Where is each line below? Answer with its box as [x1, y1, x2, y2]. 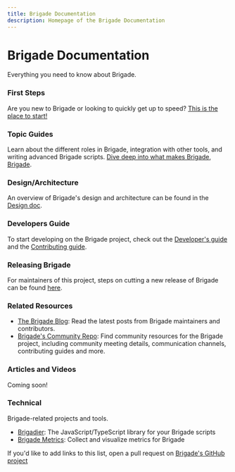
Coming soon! [7, 380, 48, 389]
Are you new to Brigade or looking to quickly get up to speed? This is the [7, 104, 218, 113]
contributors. [17, 325, 56, 333]
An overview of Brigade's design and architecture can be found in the [7, 194, 209, 202]
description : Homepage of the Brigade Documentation [7, 17, 165, 24]
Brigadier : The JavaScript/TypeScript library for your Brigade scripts [17, 428, 216, 436]
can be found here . [7, 283, 63, 292]
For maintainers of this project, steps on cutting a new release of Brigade [7, 275, 219, 284]
